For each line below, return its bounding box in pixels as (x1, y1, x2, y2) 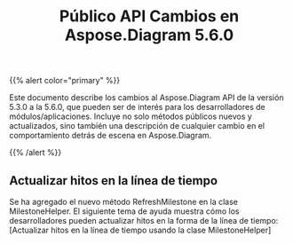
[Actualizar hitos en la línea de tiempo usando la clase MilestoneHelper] (9, 224, 272, 235)
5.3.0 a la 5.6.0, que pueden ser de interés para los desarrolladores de (9, 102, 265, 113)
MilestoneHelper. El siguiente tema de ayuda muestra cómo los (9, 206, 240, 216)
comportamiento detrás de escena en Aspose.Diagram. (9, 130, 212, 141)
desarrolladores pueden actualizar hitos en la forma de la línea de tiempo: (9, 216, 279, 225)
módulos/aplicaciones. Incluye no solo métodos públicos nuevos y (9, 111, 253, 122)
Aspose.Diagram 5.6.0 (64, 25, 234, 45)
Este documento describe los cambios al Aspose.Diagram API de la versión (9, 92, 284, 103)
